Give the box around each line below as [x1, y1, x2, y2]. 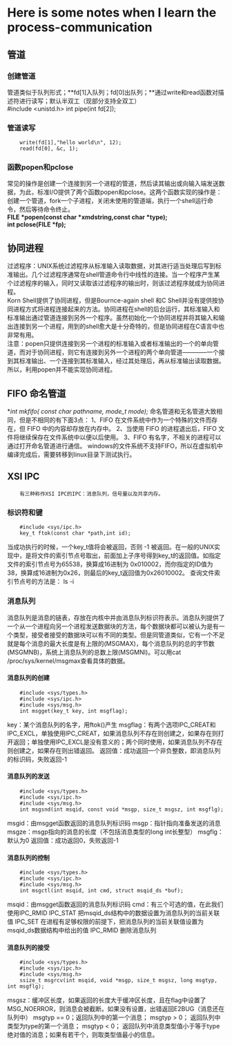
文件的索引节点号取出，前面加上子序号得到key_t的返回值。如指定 [37, 551, 221, 560]
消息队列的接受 [7, 943, 50, 951]
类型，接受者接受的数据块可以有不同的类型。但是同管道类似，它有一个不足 [12, 631, 225, 639]
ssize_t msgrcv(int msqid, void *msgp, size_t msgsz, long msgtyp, [19, 977, 217, 984]
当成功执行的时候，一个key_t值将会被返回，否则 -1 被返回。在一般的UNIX [7, 543, 215, 551]
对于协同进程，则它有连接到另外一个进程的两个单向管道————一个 [25, 348, 219, 356]
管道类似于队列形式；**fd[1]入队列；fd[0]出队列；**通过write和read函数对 [7, 88, 219, 96]
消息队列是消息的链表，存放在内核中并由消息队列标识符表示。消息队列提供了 [7, 613, 225, 622]
